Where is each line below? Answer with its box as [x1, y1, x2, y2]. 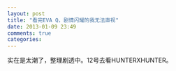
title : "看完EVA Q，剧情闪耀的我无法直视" [7, 17, 119, 24]
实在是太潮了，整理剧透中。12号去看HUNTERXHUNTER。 [7, 56, 173, 65]
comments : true [7, 29, 52, 37]
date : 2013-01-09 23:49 [7, 23, 77, 30]
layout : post [7, 10, 45, 17]
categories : [7, 36, 42, 43]
